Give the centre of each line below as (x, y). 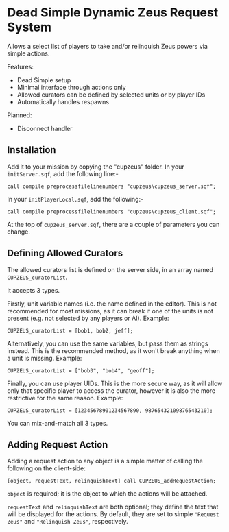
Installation (32, 150)
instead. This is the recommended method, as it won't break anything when (114, 350)
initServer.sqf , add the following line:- (63, 173)
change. (19, 232)
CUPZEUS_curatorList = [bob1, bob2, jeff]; (70, 330)
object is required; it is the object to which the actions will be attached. (107, 494)
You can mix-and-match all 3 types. (58, 423)
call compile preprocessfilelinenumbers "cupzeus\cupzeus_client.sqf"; (111, 211)
